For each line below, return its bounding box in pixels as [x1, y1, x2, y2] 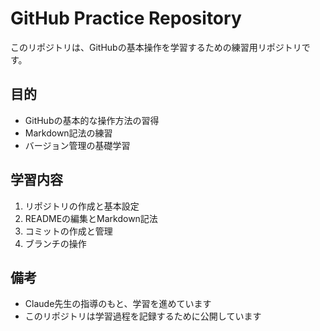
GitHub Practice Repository [10, 7, 242, 30]
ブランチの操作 [24, 237, 87, 249]
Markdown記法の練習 [24, 127, 113, 139]
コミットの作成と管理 [24, 225, 113, 237]
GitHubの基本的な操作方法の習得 [24, 114, 160, 126]
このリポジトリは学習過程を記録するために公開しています [24, 310, 262, 322]
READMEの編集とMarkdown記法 [24, 212, 158, 224]
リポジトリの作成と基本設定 [24, 200, 140, 212]
